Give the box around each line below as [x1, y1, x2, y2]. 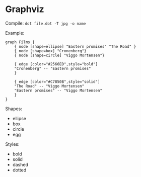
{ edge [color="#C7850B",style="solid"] [14, 79, 100, 84]
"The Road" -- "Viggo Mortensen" [14, 83, 85, 88]
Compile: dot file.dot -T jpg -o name [5, 20, 86, 26]
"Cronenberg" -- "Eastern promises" [14, 66, 92, 71]
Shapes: [5, 106, 23, 112]
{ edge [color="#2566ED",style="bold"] [14, 61, 98, 66]
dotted [12, 167, 27, 173]
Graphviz [5, 4, 44, 15]
